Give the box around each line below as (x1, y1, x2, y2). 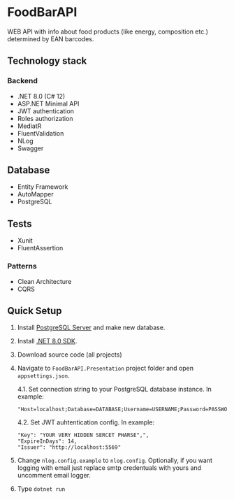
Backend (7, 76, 38, 86)
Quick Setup (7, 305, 62, 317)
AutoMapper (17, 190, 54, 199)
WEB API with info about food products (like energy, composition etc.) (7, 27, 208, 36)
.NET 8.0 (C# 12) (17, 92, 66, 100)
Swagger (17, 144, 44, 152)
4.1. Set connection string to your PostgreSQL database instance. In (17, 385, 212, 394)
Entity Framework (17, 183, 68, 191)
